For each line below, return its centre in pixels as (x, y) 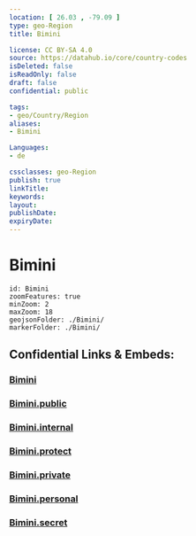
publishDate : (33, 214)
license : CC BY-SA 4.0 (51, 50)
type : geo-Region (41, 26)
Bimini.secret (38, 522)
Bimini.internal (41, 428)
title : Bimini (35, 34)
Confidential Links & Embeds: (92, 355)
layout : (23, 205)
